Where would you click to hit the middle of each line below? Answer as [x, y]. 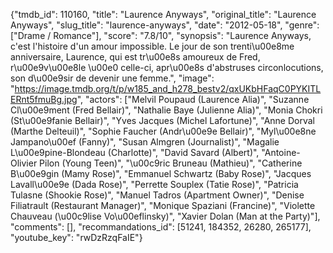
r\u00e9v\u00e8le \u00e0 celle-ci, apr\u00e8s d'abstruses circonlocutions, [167, 67]
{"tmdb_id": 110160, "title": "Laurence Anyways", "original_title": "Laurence [163, 14]
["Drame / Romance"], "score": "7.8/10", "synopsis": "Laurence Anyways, [161, 35]
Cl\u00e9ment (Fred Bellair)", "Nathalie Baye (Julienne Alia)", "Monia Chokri [166, 110]
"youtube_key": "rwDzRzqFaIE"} [76, 237]
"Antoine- [281, 152]
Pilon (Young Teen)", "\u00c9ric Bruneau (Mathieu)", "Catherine [171, 163]
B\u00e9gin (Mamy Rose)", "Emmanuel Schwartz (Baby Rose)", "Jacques [161, 173]
